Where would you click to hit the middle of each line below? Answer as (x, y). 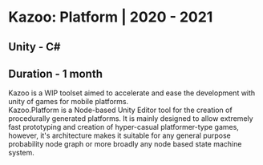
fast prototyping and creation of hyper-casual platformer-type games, (123, 127)
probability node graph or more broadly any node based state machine (125, 144)
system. (21, 153)
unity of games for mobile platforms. (69, 102)
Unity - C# (34, 47)
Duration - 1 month (55, 73)
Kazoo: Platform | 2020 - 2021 (111, 17)
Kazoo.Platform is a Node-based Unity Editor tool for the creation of (120, 110)
